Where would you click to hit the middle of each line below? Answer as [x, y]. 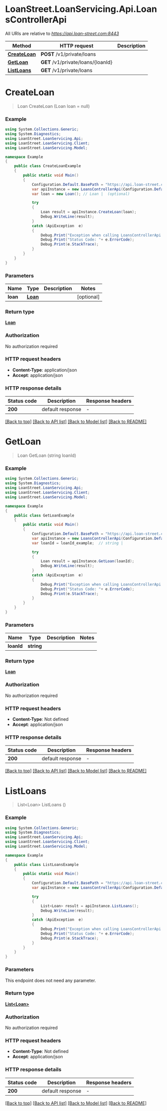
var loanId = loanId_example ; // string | [77, 543]
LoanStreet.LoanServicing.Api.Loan [81, 9]
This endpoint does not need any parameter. [50, 980]
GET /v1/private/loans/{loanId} [77, 62]
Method [22, 46]
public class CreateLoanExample [47, 166]
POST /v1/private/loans [68, 54]
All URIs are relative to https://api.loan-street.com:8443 [62, 33]
